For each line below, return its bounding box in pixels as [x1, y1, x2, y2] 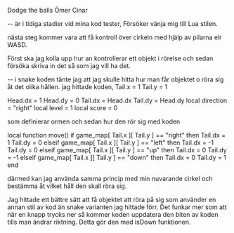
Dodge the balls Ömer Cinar [7, 6, 88, 14]
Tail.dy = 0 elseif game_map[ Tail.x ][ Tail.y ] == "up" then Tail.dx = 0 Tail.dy [7, 146, 227, 154]
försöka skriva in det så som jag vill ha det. [7, 62, 131, 69]
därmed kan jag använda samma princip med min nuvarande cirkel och [7, 175, 213, 182]
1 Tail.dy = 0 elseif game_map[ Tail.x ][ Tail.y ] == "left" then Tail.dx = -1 [7, 138, 214, 147]
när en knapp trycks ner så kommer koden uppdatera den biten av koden [7, 211, 219, 218]
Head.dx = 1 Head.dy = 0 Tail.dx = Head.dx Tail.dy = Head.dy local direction [7, 96, 227, 105]
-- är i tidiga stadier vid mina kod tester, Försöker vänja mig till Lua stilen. [7, 20, 218, 27]
